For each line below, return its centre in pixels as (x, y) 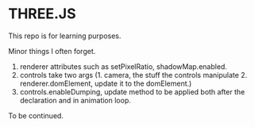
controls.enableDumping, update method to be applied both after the (132, 91)
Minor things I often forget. (52, 51)
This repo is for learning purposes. (65, 36)
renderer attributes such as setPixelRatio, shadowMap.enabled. (124, 66)
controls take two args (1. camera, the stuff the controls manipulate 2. (133, 75)
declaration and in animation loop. (75, 100)
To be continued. (36, 115)
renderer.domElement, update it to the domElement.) (106, 83)
